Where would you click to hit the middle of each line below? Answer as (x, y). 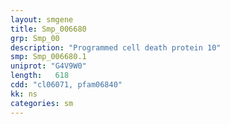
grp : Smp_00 (35, 38)
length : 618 (40, 76)
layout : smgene (42, 19)
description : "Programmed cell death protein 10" (116, 47)
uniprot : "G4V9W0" (48, 66)
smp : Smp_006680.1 (48, 57)
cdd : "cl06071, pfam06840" (66, 85)
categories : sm (42, 103)
